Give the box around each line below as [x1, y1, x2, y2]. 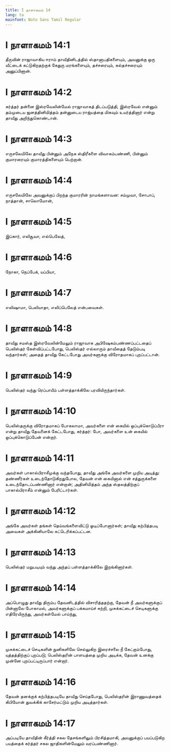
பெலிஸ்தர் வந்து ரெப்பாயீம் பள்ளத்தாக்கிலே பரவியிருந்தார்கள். [5, 387, 126, 393]
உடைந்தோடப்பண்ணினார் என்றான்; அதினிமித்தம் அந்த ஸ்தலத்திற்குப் [5, 481, 140, 487]
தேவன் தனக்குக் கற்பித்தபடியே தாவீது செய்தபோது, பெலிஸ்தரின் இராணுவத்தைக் [5, 693, 161, 700]
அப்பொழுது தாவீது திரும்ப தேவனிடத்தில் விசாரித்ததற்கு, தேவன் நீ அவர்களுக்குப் [5, 599, 162, 605]
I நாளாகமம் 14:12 [5, 505, 76, 517]
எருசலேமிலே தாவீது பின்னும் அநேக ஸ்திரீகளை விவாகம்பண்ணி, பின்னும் [5, 151, 148, 157]
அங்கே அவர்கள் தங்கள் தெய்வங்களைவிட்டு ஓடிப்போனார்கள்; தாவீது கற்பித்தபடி [5, 522, 158, 529]
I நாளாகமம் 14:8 [5, 322, 73, 334]
